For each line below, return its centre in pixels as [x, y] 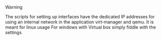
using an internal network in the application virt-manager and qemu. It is [79, 22]
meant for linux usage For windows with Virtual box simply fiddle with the [80, 27]
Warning [14, 7]
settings [13, 32]
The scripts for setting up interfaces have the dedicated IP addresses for [80, 17]
